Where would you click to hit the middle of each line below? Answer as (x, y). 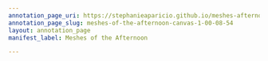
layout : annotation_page (49, 30)
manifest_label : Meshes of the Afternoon (78, 38)
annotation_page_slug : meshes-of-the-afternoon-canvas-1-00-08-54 (121, 23)
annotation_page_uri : (44, 15)
